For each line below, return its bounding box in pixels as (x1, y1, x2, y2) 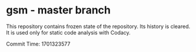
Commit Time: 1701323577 (6, 40, 71, 47)
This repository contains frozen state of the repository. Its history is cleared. (6, 23, 190, 30)
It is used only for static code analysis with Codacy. (6, 29, 131, 36)
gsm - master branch (6, 4, 111, 17)
